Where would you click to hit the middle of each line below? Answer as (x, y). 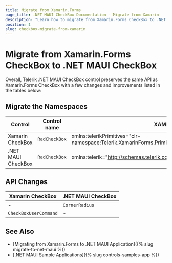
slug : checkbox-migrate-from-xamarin (46, 29)
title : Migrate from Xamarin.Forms (43, 10)
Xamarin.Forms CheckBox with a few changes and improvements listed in (83, 85)
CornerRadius (79, 205)
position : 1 (18, 24)
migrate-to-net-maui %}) (39, 249)
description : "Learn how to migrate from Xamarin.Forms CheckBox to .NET (86, 19)
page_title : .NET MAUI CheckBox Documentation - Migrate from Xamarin (82, 15)
